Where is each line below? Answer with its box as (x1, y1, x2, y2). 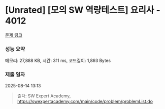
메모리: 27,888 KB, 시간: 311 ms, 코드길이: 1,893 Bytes (5, 57, 111, 64)
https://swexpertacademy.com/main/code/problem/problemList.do (17, 98, 153, 104)
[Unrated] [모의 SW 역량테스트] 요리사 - (5, 4, 161, 16)
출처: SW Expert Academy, (17, 93, 71, 99)
